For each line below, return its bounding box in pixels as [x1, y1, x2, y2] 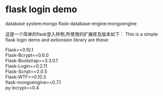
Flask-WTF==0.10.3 [5, 74, 46, 80]
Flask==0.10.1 [5, 46, 34, 53]
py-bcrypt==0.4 [5, 84, 39, 90]
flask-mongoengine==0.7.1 [5, 79, 61, 85]
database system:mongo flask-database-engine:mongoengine [5, 20, 137, 27]
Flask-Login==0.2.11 [5, 63, 48, 69]
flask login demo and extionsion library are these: [5, 37, 109, 43]
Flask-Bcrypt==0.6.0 [5, 52, 49, 58]
